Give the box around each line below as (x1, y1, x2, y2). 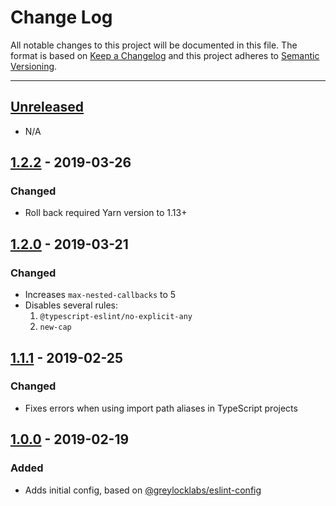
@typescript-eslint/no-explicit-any (39, 312, 193, 322)
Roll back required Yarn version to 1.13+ (24, 207, 188, 219)
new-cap (39, 322, 72, 333)
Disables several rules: (24, 299, 119, 311)
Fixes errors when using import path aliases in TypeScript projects (24, 402, 298, 414)
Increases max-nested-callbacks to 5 (24, 289, 177, 301)
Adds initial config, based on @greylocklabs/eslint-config (24, 484, 262, 496)
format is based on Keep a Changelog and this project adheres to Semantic (10, 49, 320, 61)
